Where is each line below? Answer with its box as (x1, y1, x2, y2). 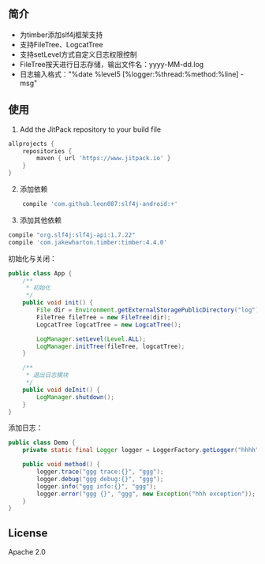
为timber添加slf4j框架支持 (19, 30, 103, 39)
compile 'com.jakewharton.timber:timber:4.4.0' (8, 238, 168, 246)
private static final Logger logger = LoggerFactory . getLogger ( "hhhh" (22, 446, 259, 454)
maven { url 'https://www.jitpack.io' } (36, 155, 171, 162)
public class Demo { (8, 439, 77, 447)
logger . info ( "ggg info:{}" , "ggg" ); (36, 482, 157, 491)
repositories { (22, 147, 73, 155)
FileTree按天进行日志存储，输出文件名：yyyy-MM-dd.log (19, 59, 204, 69)
